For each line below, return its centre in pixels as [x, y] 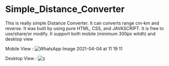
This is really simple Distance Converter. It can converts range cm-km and [82, 23]
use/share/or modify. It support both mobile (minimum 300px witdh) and [80, 33]
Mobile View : [19, 48]
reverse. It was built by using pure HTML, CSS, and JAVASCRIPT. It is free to [84, 28]
